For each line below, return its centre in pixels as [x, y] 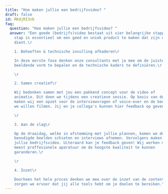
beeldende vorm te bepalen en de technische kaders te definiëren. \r [88, 65]
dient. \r [23, 43]
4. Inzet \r [25, 170]
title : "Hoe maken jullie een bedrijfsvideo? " [56, 10]
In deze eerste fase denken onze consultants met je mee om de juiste [89, 61]
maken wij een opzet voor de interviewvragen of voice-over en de [85, 102]
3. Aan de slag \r [32, 124]
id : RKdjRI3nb [20, 19]
